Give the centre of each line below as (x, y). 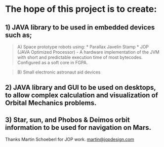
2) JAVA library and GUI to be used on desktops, (81, 88)
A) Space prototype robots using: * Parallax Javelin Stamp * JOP (83, 47)
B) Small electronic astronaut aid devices (59, 72)
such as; (19, 35)
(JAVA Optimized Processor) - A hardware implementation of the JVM (88, 52)
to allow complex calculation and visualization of (82, 95)
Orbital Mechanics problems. (51, 103)
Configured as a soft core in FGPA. (52, 62)
